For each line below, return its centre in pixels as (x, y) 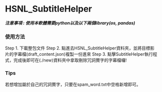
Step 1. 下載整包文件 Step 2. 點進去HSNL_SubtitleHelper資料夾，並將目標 (78, 48)
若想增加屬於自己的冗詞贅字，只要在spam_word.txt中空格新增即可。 (73, 84)
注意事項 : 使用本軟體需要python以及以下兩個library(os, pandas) (70, 23)
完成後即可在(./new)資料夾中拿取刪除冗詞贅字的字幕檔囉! (70, 60)
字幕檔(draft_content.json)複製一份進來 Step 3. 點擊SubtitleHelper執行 (83, 54)
